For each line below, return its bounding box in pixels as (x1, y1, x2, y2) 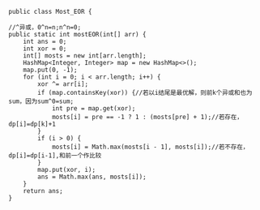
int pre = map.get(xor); (51, 105, 136, 113)
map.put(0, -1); (23, 66, 79, 74)
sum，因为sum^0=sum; (8, 97, 75, 105)
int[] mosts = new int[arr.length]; (23, 52, 147, 60)
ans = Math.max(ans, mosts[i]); (37, 173, 147, 181)
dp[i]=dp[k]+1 (8, 120, 57, 128)
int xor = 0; (23, 45, 67, 53)
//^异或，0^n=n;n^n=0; (8, 24, 82, 32)
